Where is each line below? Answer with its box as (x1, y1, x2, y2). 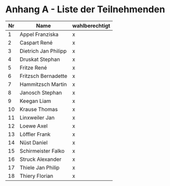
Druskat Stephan (20, 55, 60, 63)
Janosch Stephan (20, 89, 62, 96)
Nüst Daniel (20, 139, 48, 146)
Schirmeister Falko (20, 147, 65, 154)
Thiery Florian (20, 172, 53, 179)
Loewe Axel (20, 122, 48, 129)
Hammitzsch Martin (20, 80, 67, 88)
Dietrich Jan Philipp (20, 47, 67, 54)
